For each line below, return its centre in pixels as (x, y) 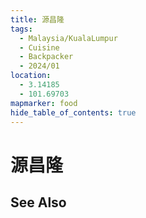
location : (31, 76)
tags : (21, 29)
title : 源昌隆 (37, 19)
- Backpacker (46, 57)
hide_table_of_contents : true (73, 112)
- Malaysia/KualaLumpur (68, 38)
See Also (38, 202)
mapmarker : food (44, 103)
